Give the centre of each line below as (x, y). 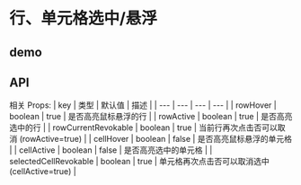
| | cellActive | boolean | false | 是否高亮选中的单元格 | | (111, 150)
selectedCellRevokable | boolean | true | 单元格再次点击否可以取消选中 (139, 162)
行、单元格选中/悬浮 (83, 18)
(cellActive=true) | (43, 172)
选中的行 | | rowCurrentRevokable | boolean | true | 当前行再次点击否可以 (144, 128)
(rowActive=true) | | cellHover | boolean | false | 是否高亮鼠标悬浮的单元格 (155, 139)
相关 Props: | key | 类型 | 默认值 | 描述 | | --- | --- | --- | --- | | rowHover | (143, 105)
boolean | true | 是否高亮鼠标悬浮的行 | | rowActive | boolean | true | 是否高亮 (151, 117)
